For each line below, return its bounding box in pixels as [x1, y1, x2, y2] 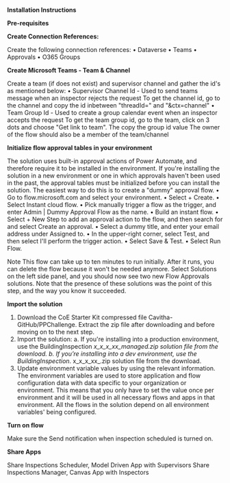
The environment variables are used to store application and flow [16, 371, 201, 380]
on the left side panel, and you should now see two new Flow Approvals [7, 272, 210, 280]
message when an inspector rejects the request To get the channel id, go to [7, 94, 220, 102]
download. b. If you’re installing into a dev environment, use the [16, 349, 197, 358]
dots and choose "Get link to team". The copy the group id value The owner [7, 123, 220, 131]
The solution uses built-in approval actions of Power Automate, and [7, 157, 197, 165]
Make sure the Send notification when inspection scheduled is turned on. [7, 434, 214, 443]
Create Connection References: [7, 32, 99, 40]
